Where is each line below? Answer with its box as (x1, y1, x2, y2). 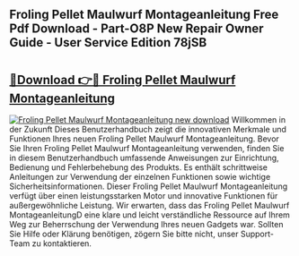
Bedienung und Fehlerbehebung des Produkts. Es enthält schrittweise (9, 162, 268, 173)
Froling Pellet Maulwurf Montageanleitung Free (9, 7, 279, 22)
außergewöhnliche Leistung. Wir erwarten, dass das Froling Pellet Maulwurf (9, 201, 290, 210)
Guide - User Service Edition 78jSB (9, 35, 207, 50)
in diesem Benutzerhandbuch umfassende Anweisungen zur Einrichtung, (9, 152, 280, 163)
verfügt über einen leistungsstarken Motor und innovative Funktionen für (9, 191, 278, 201)
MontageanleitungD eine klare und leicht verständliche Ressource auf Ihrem (9, 209, 290, 220)
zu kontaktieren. (31, 238, 92, 249)
